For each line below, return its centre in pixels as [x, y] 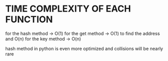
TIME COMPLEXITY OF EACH [68, 9]
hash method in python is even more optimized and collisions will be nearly [84, 48]
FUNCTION [29, 19]
